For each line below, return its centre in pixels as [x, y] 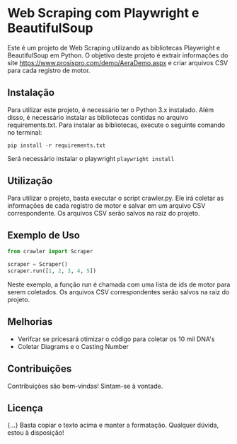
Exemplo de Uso [44, 235]
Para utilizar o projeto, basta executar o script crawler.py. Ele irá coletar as [116, 198]
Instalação [31, 93]
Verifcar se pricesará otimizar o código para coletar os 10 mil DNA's [116, 339]
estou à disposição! [36, 433]
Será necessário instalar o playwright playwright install [91, 158]
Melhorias [30, 322]
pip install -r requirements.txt [57, 145]
